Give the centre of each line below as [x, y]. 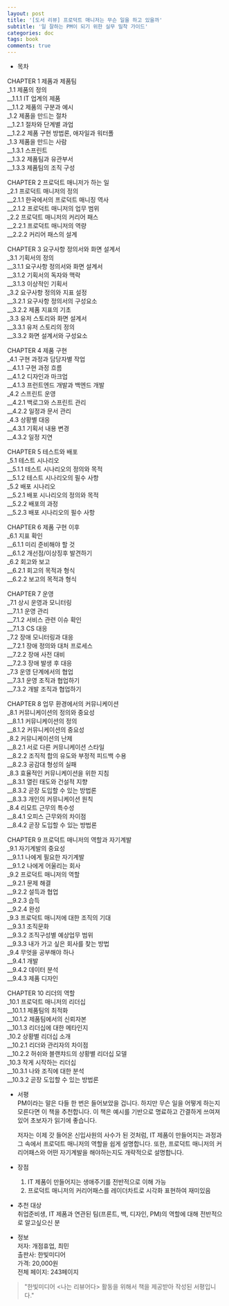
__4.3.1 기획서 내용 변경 [38, 428]
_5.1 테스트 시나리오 [34, 460]
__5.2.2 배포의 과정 [33, 504]
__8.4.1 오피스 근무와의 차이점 [47, 816]
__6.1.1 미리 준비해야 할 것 [41, 544]
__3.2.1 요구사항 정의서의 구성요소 [52, 301]
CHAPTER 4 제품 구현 [37, 350]
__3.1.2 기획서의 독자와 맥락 [44, 275]
